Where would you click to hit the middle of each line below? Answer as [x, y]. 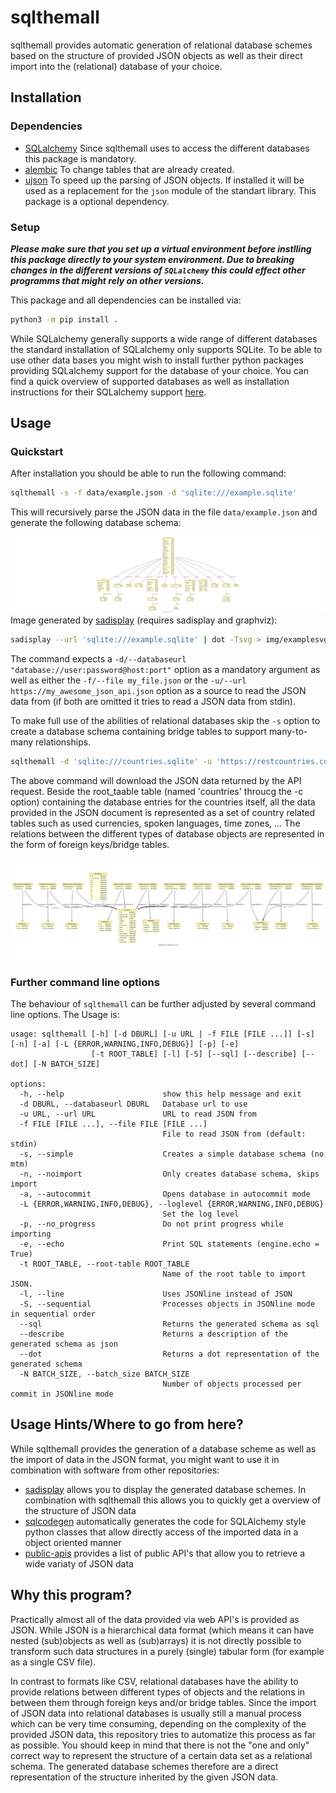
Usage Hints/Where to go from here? [127, 1424]
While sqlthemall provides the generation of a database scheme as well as [163, 1448]
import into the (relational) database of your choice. [116, 66]
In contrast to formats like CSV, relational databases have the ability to [154, 1681]
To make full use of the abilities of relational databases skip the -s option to [165, 720]
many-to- [288, 731]
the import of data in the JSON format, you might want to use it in [145, 1459]
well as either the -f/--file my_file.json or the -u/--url [128, 680]
